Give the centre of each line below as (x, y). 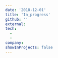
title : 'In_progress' (28, 15)
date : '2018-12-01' (26, 10)
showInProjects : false (29, 47)
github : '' (17, 19)
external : (16, 24)
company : (14, 43)
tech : (11, 29)
